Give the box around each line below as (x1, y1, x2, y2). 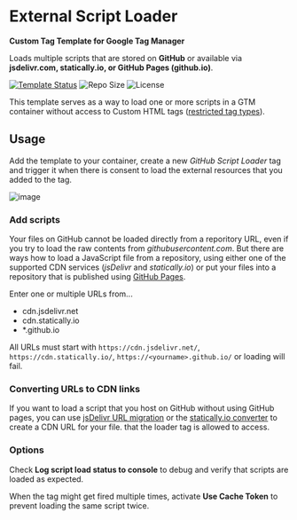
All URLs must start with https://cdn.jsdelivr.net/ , (9, 342, 201, 352)
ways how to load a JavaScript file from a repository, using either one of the (9, 253, 286, 264)
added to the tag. (9, 174, 73, 185)
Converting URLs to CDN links (9, 382, 140, 395)
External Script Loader (9, 6, 178, 27)
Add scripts (9, 213, 60, 225)
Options (9, 444, 44, 456)
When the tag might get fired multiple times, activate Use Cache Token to (9, 491, 278, 501)
